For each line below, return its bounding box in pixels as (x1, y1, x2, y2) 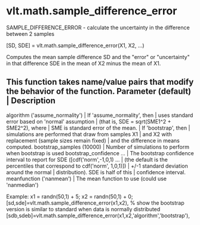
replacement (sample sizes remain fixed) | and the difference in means (6, 137, 180, 144)
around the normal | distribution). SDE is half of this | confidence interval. (6, 168, 186, 175)
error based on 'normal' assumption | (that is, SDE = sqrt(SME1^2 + (6, 118, 171, 125)
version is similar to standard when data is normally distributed (6, 205, 161, 212)
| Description (6, 95, 56, 106)
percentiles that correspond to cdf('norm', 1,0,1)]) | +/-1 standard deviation (6, 162, 188, 169)
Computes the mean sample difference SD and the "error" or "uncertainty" (6, 53, 190, 60)
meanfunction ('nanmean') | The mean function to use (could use (6, 175, 167, 182)
